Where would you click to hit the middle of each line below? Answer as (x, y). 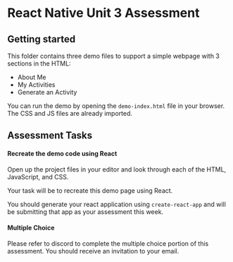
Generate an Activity (47, 92)
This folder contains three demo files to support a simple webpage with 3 (114, 56)
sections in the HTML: (39, 64)
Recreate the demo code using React (62, 153)
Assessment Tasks (50, 136)
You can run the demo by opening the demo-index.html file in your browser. (116, 106)
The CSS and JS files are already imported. (70, 113)
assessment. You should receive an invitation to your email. (93, 251)
